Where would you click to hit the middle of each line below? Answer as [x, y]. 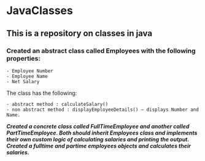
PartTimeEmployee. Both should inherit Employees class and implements [102, 133]
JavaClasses [40, 11]
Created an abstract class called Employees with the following [101, 51]
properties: [24, 58]
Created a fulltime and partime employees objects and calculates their [99, 146]
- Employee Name [27, 76]
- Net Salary [23, 81]
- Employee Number [30, 71]
